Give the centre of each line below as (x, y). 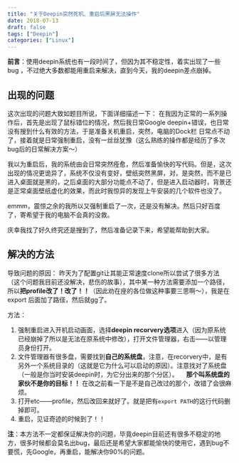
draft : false (27, 27)
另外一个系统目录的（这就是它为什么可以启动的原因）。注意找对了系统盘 (122, 365)
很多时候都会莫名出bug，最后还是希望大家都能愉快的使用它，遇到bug (121, 442)
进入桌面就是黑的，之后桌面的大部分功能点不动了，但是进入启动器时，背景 (116, 181)
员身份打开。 (36, 347)
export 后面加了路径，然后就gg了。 (59, 299)
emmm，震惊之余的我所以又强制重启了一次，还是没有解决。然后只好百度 (114, 206)
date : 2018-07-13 (33, 21)
